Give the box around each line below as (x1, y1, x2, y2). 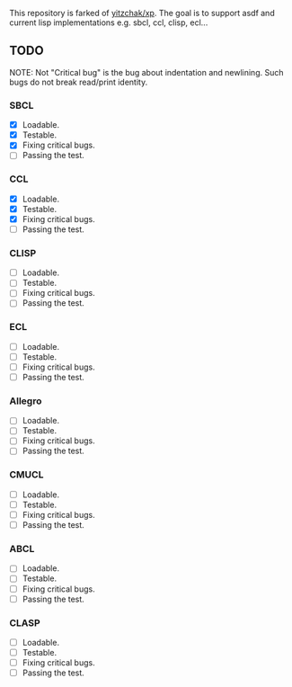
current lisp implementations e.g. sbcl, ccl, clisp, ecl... (9, 17, 208, 28)
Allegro (9, 395, 42, 407)
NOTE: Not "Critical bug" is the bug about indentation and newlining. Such (9, 67, 284, 77)
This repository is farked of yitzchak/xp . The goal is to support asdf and (9, 8, 276, 18)
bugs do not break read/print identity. (9, 76, 148, 87)
